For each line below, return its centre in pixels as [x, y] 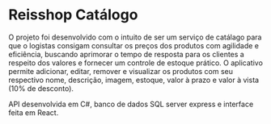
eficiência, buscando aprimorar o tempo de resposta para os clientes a [126, 54]
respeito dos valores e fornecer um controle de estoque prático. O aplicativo [135, 63]
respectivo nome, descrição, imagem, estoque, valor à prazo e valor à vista [134, 80]
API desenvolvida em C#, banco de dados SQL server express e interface [131, 104]
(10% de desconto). [41, 88]
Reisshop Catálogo [73, 15]
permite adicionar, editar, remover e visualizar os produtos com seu [121, 71]
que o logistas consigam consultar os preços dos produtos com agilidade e [134, 45]
